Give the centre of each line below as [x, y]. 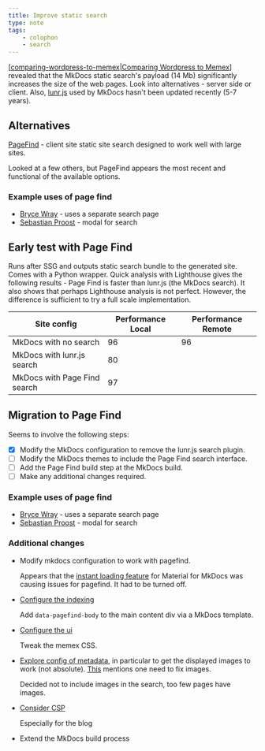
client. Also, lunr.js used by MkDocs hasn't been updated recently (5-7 [123, 92]
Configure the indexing [57, 599]
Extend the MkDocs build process [75, 738]
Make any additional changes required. [83, 477]
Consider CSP [42, 708]
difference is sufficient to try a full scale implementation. [100, 299]
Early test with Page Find [70, 247]
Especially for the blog [56, 723]
